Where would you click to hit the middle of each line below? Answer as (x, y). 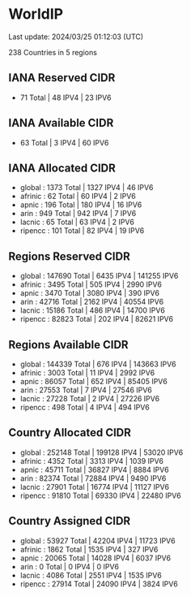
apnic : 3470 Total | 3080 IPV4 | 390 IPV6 (90, 293)
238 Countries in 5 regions (53, 52)
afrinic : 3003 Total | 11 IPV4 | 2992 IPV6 (87, 373)
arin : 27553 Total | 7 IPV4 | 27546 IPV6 (86, 390)
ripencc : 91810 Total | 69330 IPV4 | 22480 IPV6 (100, 495)
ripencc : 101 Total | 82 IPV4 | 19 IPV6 (82, 231)
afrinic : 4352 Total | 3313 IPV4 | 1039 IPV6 (92, 461)
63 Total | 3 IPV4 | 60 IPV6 (64, 142)
